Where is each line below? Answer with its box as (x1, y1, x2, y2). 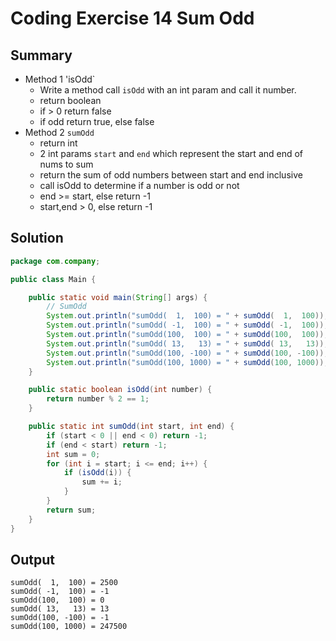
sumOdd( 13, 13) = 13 (10, 604, 110, 614)
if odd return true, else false (39, 116, 155, 127)
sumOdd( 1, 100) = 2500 (10, 578, 118, 588)
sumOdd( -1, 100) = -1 (10, 587, 110, 597)
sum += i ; (81, 477, 123, 487)
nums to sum (39, 158, 94, 170)
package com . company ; (10, 256, 101, 266)
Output (10, 551, 55, 568)
